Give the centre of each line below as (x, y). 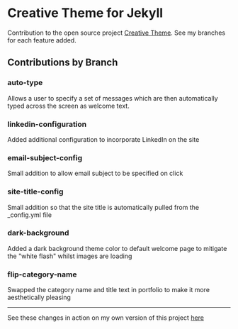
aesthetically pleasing (39, 297)
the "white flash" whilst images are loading (70, 256)
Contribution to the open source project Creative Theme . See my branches (116, 33)
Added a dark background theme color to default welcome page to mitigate (117, 248)
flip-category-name (42, 274)
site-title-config (35, 191)
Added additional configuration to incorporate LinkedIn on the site (103, 139)
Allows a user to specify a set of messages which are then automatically (113, 98)
